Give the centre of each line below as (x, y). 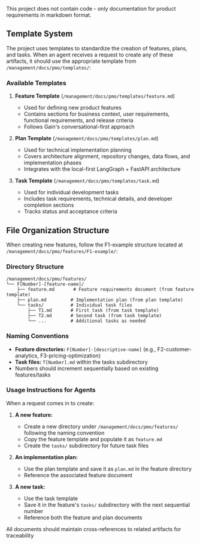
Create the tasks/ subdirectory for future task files (86, 445)
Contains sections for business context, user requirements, (97, 114)
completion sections (49, 205)
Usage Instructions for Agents (51, 390)
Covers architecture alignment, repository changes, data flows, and (107, 156)
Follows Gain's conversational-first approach (79, 127)
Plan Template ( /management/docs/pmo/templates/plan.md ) (87, 138)
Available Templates (37, 83)
